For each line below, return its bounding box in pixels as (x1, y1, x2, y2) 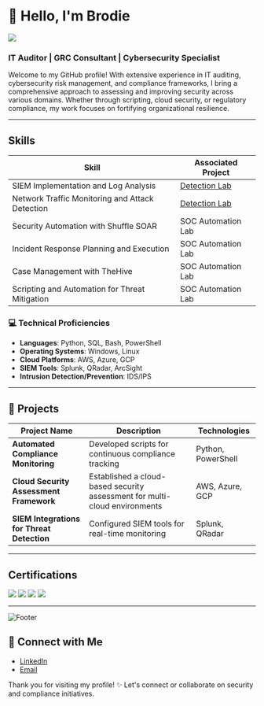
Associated (194, 157, 238, 168)
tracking (89, 458, 119, 469)
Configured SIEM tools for (89, 519, 185, 530)
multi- (148, 491, 171, 502)
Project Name (20, 425, 73, 436)
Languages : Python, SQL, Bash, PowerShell (19, 338, 162, 348)
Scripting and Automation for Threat (12, 283, 145, 294)
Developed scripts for (89, 438, 169, 449)
